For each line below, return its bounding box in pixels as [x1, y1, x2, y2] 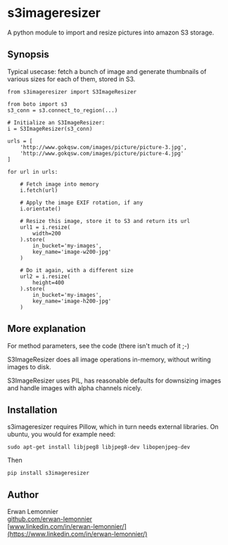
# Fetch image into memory [20, 181, 99, 188]
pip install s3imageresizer [7, 470, 90, 477]
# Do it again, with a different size [20, 267, 134, 274]
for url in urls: [7, 168, 58, 175]
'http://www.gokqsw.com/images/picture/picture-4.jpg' [20, 150, 184, 157]
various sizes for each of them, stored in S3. [7, 75, 136, 83]
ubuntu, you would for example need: [7, 430, 116, 439]
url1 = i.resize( [20, 224, 71, 231]
